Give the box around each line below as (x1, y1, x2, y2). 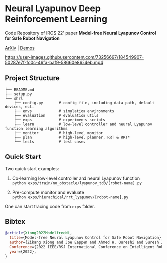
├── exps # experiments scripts (14, 117, 106, 122)
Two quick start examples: (5, 165, 59, 171)
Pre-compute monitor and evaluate (12, 189, 84, 195)
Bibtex (5, 217, 26, 226)
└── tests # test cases (14, 139, 85, 144)
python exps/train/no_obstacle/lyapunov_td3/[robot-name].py (12, 180, 142, 186)
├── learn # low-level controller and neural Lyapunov (14, 122, 153, 127)
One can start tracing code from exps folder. (5, 203, 95, 209)
